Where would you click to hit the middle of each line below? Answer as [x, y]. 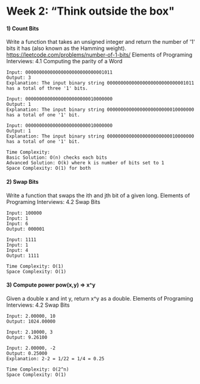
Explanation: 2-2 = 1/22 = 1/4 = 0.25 [55, 358]
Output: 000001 [26, 229]
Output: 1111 [23, 256]
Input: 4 [17, 250]
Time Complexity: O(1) [35, 266]
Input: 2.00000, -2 [31, 348]
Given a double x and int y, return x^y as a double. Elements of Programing [100, 298]
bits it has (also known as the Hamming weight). [66, 48]
